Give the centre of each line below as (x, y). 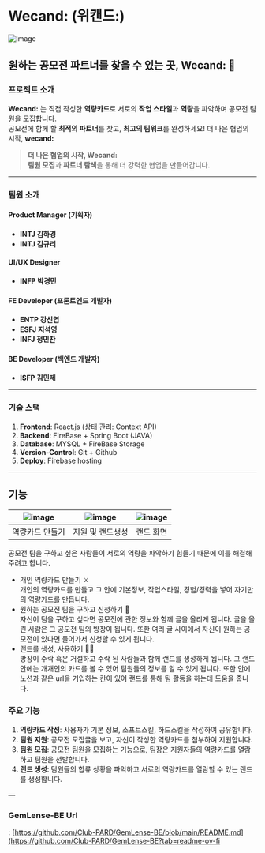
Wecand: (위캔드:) (67, 16)
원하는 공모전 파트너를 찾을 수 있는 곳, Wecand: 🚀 (122, 65)
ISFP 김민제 (38, 378)
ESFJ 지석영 (38, 329)
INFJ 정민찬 (37, 340)
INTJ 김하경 (38, 234)
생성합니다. (45, 779)
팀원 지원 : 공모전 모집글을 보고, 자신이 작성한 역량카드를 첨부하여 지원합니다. (136, 739)
